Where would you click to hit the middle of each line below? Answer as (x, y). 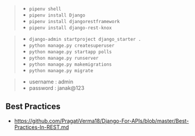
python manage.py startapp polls (70, 52)
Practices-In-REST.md (42, 127)
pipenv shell (45, 9)
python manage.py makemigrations (70, 64)
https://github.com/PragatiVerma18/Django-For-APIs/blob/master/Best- (101, 121)
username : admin (51, 82)
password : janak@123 (56, 88)
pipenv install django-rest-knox (70, 28)
